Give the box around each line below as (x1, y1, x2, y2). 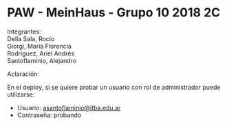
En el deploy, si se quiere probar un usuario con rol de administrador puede (7, 83, 221, 91)
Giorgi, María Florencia (7, 42, 72, 50)
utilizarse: (7, 90, 35, 99)
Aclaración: (7, 70, 40, 78)
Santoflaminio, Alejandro (7, 56, 77, 64)
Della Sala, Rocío (7, 34, 55, 42)
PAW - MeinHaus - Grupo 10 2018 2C (7, 5, 221, 21)
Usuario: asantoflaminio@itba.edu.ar (17, 103, 121, 112)
